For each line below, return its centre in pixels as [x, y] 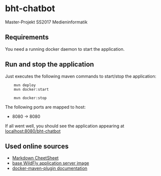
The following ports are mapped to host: [45, 107]
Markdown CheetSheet [35, 158]
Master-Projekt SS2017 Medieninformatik [46, 22]
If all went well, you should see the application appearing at [65, 126]
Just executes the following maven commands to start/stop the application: [81, 76]
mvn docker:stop [30, 98]
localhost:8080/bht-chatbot [33, 131]
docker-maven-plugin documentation [50, 168]
